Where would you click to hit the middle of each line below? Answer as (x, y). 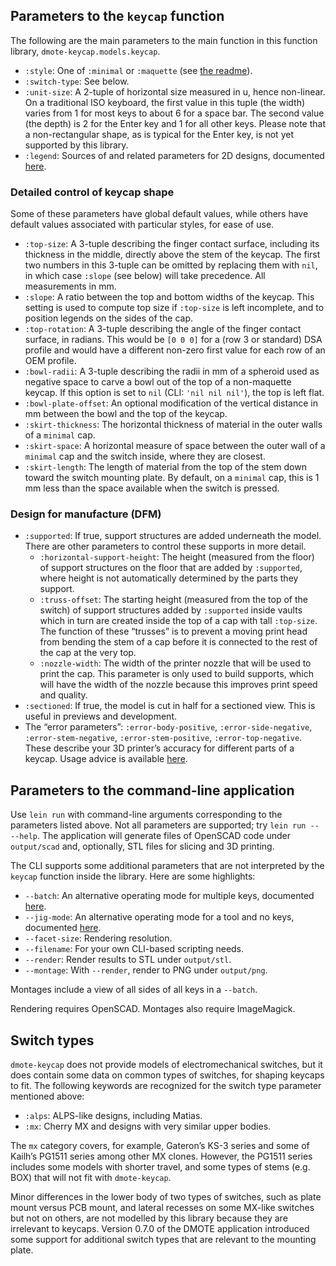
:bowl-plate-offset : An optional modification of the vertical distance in (171, 403)
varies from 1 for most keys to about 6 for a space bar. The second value (174, 113)
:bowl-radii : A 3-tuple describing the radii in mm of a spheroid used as (172, 371)
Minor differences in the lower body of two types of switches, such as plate (166, 1197)
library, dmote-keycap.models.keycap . (85, 51)
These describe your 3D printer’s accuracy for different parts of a (159, 748)
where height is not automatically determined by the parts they (169, 578)
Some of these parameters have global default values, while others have (159, 214)
